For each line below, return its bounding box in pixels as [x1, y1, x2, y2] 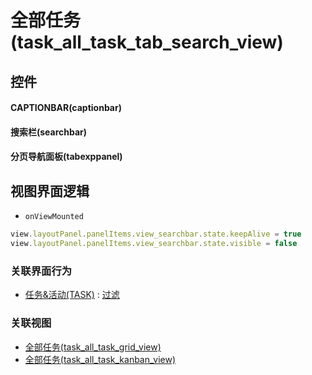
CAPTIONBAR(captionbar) [10, 102, 122, 114]
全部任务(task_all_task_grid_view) [24, 341, 162, 353]
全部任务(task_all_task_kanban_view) [24, 353, 177, 365]
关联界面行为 [10, 264, 73, 278]
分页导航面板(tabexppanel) [10, 151, 123, 163]
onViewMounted [24, 212, 84, 222]
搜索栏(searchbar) [10, 126, 88, 138]
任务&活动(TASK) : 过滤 [24, 289, 120, 301]
